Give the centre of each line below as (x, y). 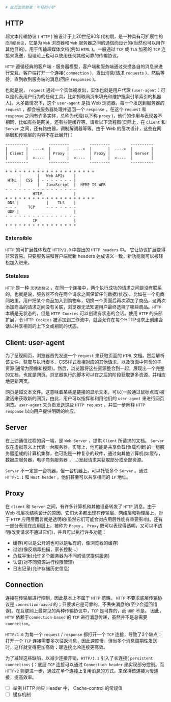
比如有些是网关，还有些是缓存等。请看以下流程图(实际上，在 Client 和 (92, 122)
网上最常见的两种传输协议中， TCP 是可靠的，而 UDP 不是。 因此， (96, 610)
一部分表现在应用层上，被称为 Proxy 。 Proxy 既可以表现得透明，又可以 (79, 525)
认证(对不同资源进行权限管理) (44, 562)
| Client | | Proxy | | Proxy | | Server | (79, 153)
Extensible (19, 238)
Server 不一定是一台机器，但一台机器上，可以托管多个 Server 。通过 (77, 470)
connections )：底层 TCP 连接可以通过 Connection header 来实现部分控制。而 (85, 664)
